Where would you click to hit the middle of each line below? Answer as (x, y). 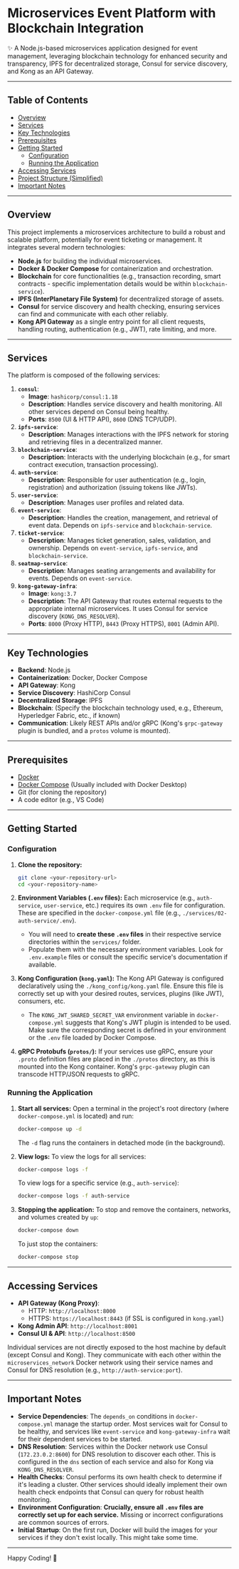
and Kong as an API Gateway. (51, 71)
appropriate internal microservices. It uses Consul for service (118, 609)
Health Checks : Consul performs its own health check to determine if (120, 1476)
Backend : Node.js (44, 670)
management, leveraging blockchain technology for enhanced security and (117, 56)
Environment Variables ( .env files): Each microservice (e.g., (106, 898)
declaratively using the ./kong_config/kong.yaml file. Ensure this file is (121, 986)
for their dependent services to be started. (80, 1439)
